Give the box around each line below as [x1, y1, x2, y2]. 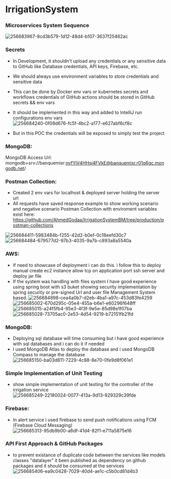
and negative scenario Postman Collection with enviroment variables [12, 206, 157, 212]
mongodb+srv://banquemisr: [5, 160, 66, 166]
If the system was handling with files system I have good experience [12, 278, 157, 284]
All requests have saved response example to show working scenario [12, 200, 159, 207]
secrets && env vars [12, 99, 55, 105]
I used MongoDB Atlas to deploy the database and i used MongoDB [12, 346, 155, 352]
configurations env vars [12, 115, 63, 121]
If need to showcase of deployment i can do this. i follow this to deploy [12, 262, 162, 268]
